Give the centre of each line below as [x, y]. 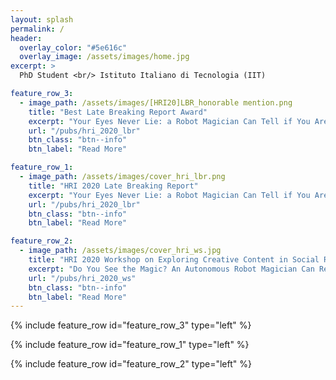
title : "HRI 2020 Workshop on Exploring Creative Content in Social [174, 260]
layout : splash [42, 19]
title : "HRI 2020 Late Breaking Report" [113, 186]
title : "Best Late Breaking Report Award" [118, 112]
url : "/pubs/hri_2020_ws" [82, 278]
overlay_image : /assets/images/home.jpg [104, 57]
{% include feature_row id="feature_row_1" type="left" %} [130, 345]
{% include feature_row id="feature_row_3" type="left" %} [131, 325]
